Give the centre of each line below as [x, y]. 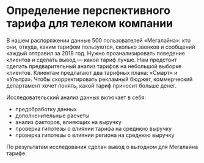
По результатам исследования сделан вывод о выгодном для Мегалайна [102, 147]
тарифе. [17, 153]
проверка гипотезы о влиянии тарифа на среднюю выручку [93, 128]
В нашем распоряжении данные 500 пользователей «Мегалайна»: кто [99, 40]
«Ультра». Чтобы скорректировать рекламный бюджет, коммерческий [100, 79]
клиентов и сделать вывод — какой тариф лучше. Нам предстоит [92, 60]
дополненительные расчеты [52, 116]
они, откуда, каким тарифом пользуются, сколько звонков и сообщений [101, 47]
